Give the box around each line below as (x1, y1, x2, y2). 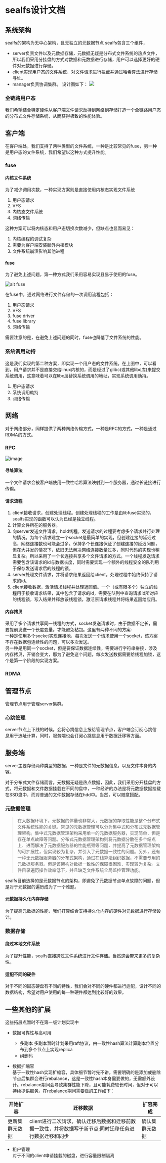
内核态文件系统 (12, 209, 43, 215)
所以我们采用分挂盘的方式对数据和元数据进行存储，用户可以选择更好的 (12, 56, 156, 62)
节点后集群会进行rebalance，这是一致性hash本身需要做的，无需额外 (12, 1075, 151, 1081)
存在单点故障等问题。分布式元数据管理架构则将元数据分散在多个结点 (17, 836, 156, 842)
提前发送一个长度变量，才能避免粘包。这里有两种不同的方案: (9, 627, 132, 633)
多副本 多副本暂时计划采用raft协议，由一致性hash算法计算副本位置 (19, 1040, 155, 1046)
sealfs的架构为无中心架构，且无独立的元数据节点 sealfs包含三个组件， (5, 40, 148, 46)
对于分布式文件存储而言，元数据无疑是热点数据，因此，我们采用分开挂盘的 (5, 780, 157, 786)
